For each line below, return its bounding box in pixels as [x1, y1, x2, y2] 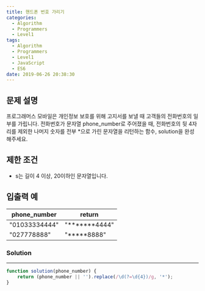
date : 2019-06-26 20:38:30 [6, 71, 75, 77]
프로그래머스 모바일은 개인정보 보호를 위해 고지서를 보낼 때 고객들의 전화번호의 [6, 113, 192, 120]
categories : [6, 15, 37, 21]
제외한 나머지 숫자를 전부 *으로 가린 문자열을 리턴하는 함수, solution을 [17, 128, 184, 135]
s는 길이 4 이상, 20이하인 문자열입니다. [15, 172, 108, 180]
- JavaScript [12, 60, 45, 66]
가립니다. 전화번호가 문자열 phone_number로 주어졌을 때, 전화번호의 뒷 [17, 120, 187, 128]
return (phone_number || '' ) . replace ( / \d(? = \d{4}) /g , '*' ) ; [17, 273, 173, 280]
